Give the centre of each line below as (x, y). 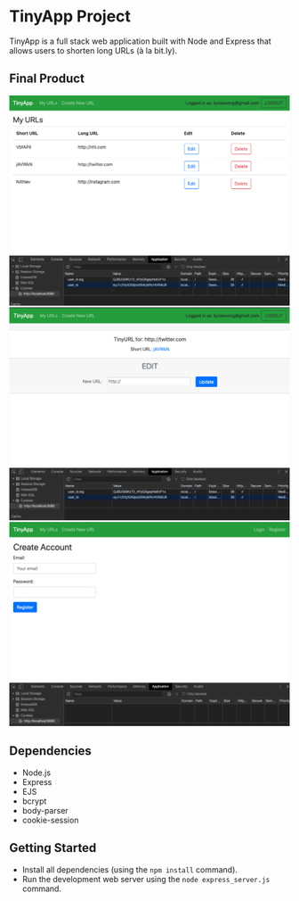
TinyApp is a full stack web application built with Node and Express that (140, 41)
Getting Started (53, 848)
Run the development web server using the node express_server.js (146, 879)
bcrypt (34, 801)
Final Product (47, 79)
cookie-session (50, 820)
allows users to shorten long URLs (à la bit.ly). (93, 50)
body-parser (45, 810)
